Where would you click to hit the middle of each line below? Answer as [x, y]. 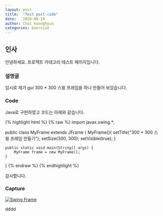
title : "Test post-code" [32, 14]
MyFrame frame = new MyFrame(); [47, 152]
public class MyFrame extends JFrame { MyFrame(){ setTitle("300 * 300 [79, 132]
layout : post [18, 10]
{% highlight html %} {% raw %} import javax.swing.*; [60, 122]
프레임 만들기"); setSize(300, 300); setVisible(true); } [63, 138]
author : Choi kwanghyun [30, 23]
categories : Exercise [27, 28]
